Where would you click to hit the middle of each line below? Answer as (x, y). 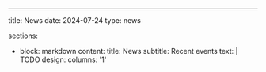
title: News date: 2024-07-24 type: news (74, 20)
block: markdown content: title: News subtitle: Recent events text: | (129, 51)
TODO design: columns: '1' (63, 59)
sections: (23, 36)
